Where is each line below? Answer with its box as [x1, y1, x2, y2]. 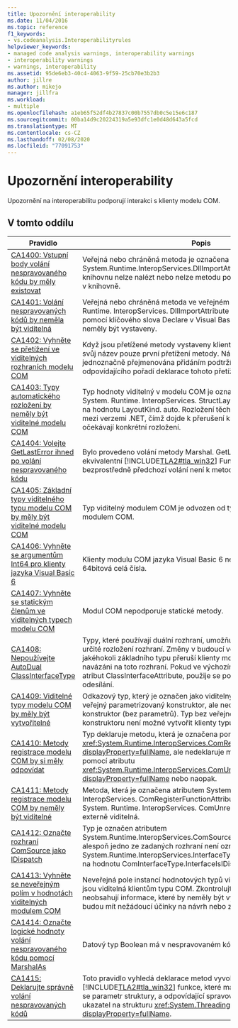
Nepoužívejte [11, 652, 55, 662]
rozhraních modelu [11, 361, 74, 371]
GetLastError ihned [11, 447, 74, 456]
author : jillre [7, 76, 52, 84]
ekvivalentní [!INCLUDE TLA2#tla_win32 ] [82, 456, 218, 466]
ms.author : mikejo [7, 83, 62, 90]
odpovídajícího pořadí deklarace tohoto [82, 366, 212, 376]
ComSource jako [11, 846, 67, 855]
